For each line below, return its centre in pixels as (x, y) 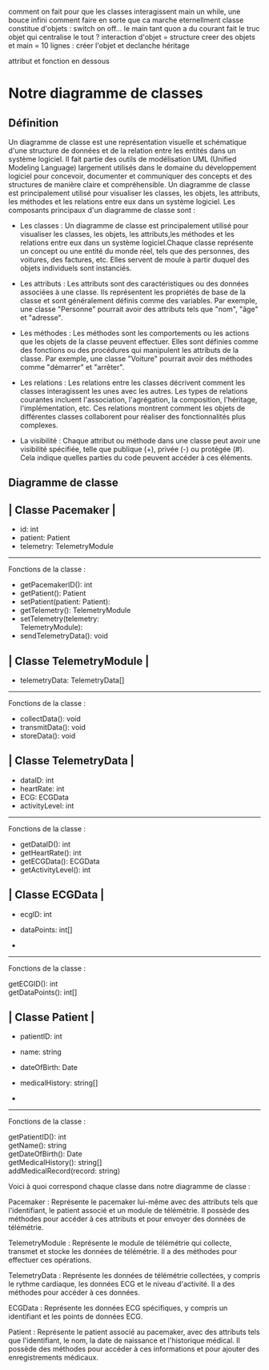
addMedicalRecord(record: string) (64, 1171)
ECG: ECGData (44, 797)
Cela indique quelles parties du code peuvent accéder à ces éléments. (136, 458)
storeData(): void (48, 736)
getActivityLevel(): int (55, 869)
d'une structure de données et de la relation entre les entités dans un (122, 150)
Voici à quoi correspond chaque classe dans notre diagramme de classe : (129, 1187)
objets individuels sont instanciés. (76, 268)
